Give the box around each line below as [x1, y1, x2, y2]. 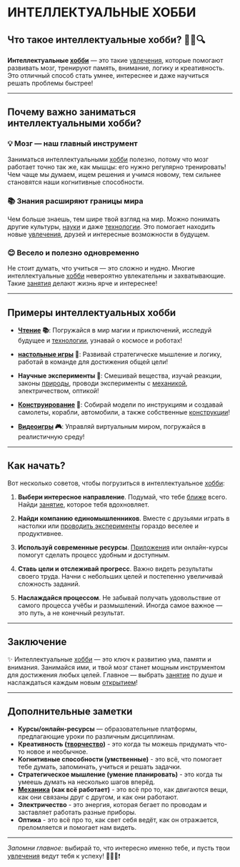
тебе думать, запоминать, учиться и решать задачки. [17, 762, 182, 771]
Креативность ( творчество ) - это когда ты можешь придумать [17, 739, 213, 748]
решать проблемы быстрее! [7, 79, 94, 87]
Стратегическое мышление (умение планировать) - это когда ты [17, 770, 223, 779]
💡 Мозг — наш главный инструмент [7, 138, 138, 148]
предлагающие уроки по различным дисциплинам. [17, 732, 175, 741]
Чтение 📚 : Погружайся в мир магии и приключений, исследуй [17, 326, 212, 335]
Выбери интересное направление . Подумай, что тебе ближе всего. [17, 492, 227, 501]
